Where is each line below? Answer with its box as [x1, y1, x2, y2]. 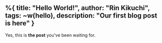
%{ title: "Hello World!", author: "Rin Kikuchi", [5, 4, 150, 12]
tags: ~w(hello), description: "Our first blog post [5, 12, 158, 20]
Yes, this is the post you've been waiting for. [5, 32, 96, 38]
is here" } [5, 19, 35, 27]
